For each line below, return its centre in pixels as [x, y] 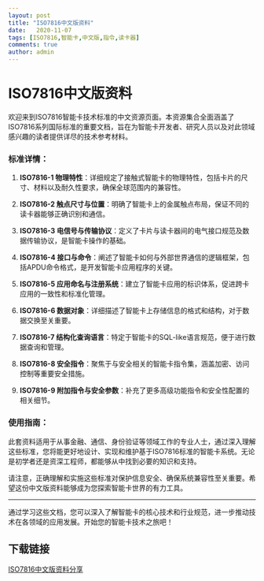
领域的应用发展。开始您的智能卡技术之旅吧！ [101, 522]
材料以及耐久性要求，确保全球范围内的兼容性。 [109, 188]
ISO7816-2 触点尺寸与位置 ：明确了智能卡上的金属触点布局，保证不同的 [134, 204]
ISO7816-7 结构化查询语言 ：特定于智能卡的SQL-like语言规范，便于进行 [134, 337]
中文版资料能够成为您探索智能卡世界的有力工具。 [108, 488]
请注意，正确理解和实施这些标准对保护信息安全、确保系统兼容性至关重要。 [128, 478]
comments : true [33, 45]
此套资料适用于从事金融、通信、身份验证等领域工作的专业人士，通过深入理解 [132, 441]
